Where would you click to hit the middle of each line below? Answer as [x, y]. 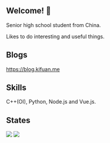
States [18, 120]
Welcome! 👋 [29, 11]
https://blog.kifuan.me [33, 69]
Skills [16, 88]
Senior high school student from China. [54, 25]
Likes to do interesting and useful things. [55, 36]
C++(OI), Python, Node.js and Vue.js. [51, 102]
